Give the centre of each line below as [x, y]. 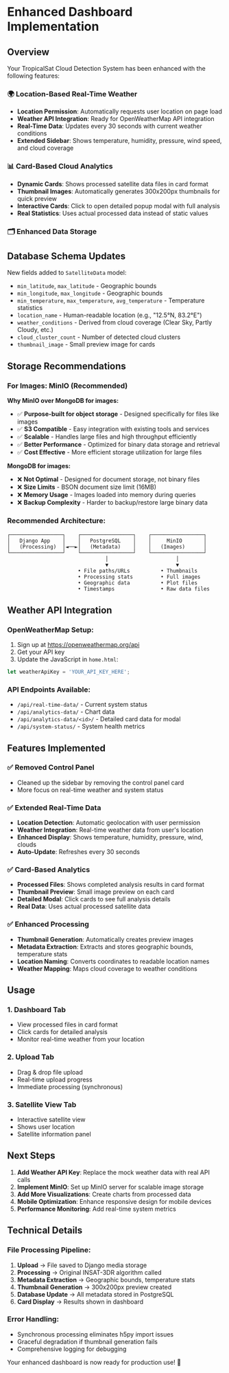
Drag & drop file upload [50, 1072]
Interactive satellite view [51, 1120]
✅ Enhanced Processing [48, 924]
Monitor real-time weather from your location [81, 1040]
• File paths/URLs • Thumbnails [137, 571]
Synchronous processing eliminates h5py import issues [95, 1334]
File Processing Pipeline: [49, 1250]
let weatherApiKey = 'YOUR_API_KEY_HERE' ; [69, 672]
